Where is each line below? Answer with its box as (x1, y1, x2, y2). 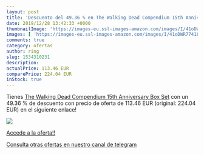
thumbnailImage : (6, 25, 47, 32)
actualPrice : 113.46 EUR (6, 65, 69, 72)
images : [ (6, 32, 32, 38)
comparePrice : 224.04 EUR (6, 71, 72, 77)
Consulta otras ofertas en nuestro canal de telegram (6, 141, 137, 149)
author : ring (6, 49, 39, 55)
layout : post (6, 8, 39, 15)
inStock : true (6, 76, 42, 82)
